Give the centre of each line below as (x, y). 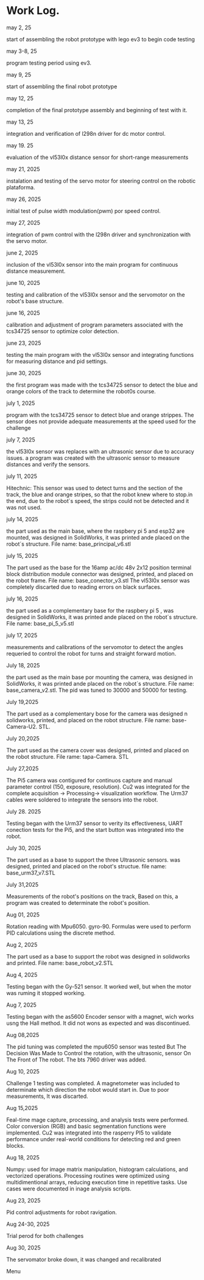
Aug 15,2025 (22, 1108)
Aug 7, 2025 (21, 1005)
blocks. (16, 1145)
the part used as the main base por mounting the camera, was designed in (100, 677)
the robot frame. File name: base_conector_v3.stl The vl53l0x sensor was (98, 580)
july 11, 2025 (22, 476)
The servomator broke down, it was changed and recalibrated (84, 1259)
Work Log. (33, 11)
